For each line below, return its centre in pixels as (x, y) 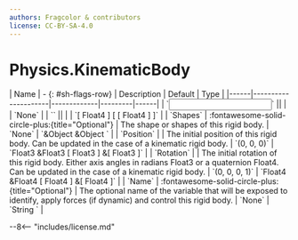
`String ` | (26, 210)
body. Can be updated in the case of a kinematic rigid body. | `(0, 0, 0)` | (141, 144)
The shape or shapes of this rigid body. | (195, 124)
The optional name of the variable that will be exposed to (184, 191)
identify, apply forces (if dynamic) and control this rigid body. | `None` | (139, 200)
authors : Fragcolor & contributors (75, 17)
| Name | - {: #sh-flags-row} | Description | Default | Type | (117, 94)
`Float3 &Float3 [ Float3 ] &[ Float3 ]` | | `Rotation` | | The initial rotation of (143, 153)
